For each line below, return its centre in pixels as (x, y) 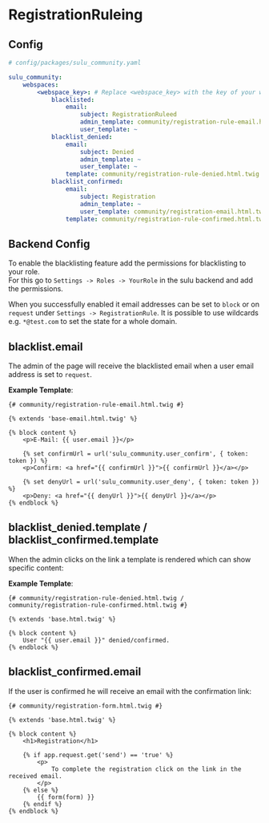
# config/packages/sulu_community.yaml (75, 63)
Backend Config (49, 243)
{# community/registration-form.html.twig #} (85, 706)
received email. (35, 776)
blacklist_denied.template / (78, 527)
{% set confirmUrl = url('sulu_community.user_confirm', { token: (136, 454)
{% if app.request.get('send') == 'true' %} (98, 755)
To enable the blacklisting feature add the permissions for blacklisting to (127, 263)
